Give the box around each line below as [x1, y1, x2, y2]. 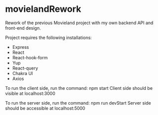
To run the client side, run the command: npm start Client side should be [5, 85, 153, 91]
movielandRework [5, 3, 82, 15]
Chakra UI [12, 70, 33, 76]
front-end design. [5, 25, 41, 31]
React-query [12, 65, 38, 71]
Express [12, 44, 29, 50]
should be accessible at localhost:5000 [5, 105, 86, 111]
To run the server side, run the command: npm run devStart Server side [5, 100, 151, 106]
